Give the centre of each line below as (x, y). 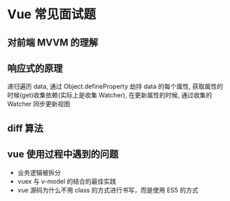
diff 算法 (25, 128)
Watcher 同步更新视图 (39, 104)
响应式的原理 (35, 68)
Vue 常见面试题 (52, 14)
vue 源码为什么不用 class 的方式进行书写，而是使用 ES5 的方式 (108, 190)
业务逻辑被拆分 (39, 172)
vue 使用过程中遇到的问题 (63, 154)
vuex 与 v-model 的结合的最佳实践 (67, 181)
